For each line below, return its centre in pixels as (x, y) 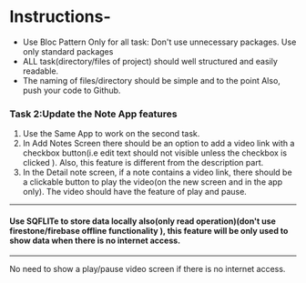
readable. (41, 71)
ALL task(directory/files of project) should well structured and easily (150, 61)
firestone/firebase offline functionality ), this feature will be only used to (149, 230)
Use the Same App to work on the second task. (111, 134)
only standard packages (68, 51)
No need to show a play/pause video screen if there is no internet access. (148, 269)
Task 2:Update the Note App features (93, 114)
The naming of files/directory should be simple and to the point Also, (151, 80)
